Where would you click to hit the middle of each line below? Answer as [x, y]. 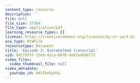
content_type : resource [29, 10]
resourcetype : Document [29, 46]
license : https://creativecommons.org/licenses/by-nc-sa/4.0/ [70, 37]
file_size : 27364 [23, 23]
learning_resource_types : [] [35, 32]
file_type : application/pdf [34, 28]
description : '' [22, 14]
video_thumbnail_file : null [38, 64]
